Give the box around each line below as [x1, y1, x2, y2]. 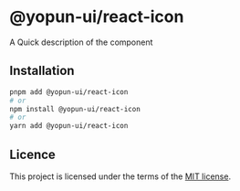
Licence [9, 146, 57, 162]
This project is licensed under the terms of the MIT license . [9, 171, 231, 182]
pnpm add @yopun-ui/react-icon [9, 87, 129, 97]
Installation [9, 63, 75, 79]
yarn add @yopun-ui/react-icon [9, 122, 129, 131]
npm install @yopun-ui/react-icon [9, 104, 141, 113]
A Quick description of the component [9, 37, 153, 48]
